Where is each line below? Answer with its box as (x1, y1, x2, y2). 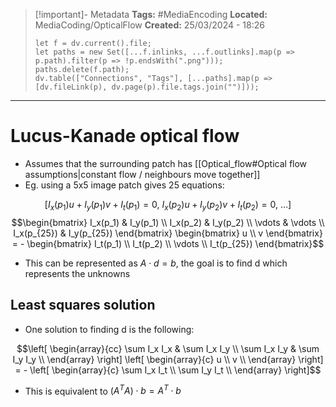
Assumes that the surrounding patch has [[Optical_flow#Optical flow (24, 157, 308, 169)
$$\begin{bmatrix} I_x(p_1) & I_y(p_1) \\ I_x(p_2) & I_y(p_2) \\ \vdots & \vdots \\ (11, 216, 325, 228)
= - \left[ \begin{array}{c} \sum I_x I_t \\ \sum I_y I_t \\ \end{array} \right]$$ (14, 364, 322, 376)
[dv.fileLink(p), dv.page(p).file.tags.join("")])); (34, 82, 260, 92)
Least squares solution (10, 297, 156, 314)
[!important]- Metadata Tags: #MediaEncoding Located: (34, 9, 268, 20)
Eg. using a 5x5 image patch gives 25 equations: (24, 179, 225, 191)
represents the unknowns (24, 267, 131, 279)
